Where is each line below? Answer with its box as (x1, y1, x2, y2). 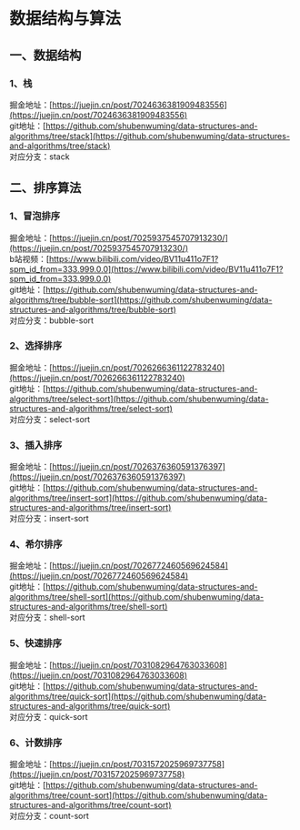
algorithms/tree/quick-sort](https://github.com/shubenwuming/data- (9, 691, 266, 702)
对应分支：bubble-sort (9, 315, 94, 326)
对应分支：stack (9, 151, 70, 162)
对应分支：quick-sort (9, 711, 88, 722)
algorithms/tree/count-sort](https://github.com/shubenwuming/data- (9, 790, 268, 801)
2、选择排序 (9, 339, 63, 352)
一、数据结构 (9, 47, 82, 63)
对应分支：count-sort (9, 811, 89, 822)
